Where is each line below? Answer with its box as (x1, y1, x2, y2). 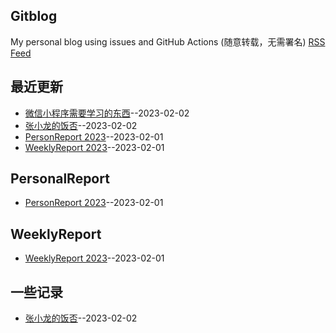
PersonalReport (10, 170, 110, 188)
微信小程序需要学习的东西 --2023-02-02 (24, 107, 190, 119)
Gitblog (10, 8, 58, 25)
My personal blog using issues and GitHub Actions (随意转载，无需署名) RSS (10, 35, 326, 48)
